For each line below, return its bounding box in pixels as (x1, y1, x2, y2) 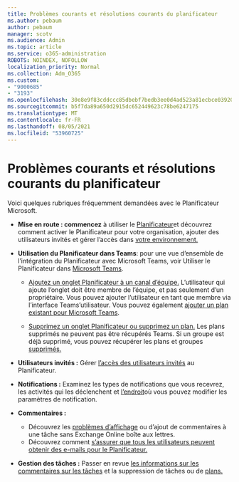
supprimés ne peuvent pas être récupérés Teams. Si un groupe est (28, 330, 225, 338)
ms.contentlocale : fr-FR (7, 116, 81, 123)
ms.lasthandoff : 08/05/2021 (7, 122, 91, 130)
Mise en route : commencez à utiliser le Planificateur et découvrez (17, 220, 212, 229)
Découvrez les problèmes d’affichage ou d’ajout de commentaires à (28, 423, 226, 431)
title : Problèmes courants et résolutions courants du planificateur (7, 10, 218, 18)
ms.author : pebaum (7, 17, 62, 24)
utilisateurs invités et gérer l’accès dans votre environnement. (17, 236, 198, 244)
